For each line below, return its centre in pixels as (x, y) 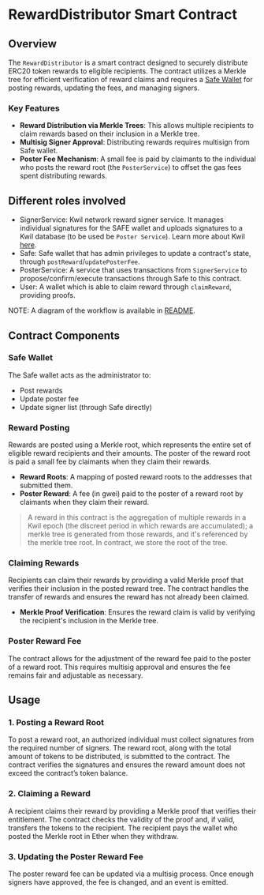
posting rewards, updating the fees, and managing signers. (104, 88)
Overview (33, 44)
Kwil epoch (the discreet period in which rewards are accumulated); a (140, 526)
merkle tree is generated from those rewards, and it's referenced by (138, 534)
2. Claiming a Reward (49, 794)
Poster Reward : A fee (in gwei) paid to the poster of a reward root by (131, 494)
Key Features (34, 108)
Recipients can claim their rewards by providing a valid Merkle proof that (126, 580)
